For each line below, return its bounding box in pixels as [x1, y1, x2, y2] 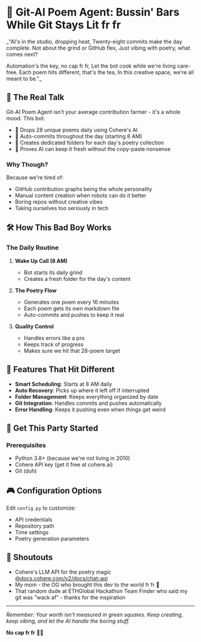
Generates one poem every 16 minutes [23, 298, 120, 305]
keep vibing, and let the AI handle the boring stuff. [6, 617, 130, 625]
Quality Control [14, 323, 54, 330]
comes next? [6, 50, 38, 57]
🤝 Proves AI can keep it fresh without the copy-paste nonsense [14, 145, 170, 152]
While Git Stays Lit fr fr [6, 18, 121, 32]
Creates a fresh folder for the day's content [23, 275, 131, 282]
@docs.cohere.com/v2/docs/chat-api [14, 574, 108, 582]
